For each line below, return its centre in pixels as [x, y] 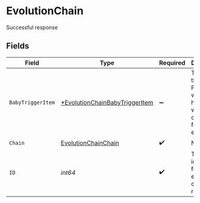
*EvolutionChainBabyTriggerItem [107, 102]
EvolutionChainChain [90, 143]
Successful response [32, 27]
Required [172, 62]
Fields [18, 46]
